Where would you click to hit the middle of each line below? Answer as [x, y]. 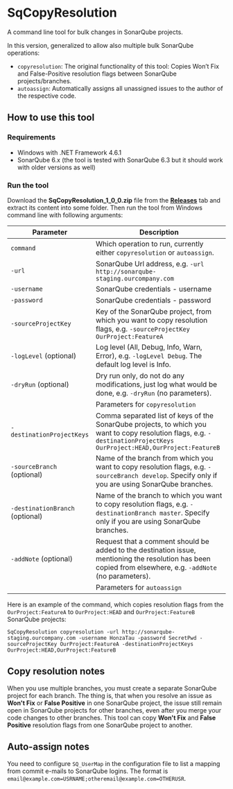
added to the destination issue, [146, 550]
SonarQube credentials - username [154, 289]
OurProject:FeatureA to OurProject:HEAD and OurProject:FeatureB [101, 611]
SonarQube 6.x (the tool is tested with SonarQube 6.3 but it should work [120, 160]
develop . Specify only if [180, 475]
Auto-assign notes [49, 747]
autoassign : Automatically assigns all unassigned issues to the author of [120, 88]
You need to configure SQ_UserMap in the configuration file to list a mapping [114, 763]
